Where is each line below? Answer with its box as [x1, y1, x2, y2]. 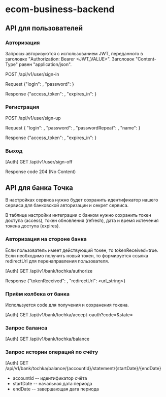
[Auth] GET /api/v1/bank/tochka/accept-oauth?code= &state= [5, 311, 133, 318]
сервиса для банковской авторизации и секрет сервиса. [5, 202, 129, 209]
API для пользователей [5, 24, 83, 32]
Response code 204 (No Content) [5, 169, 76, 175]
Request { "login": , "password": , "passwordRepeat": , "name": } [5, 125, 141, 131]
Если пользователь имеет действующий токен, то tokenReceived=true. [5, 247, 158, 253]
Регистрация [5, 103, 40, 110]
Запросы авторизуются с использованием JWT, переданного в [5, 50, 143, 56]
